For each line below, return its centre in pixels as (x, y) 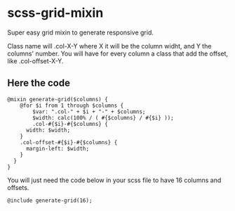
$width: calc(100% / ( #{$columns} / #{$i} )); (103, 117)
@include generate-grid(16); (50, 200)
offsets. (18, 187)
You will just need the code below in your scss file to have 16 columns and (114, 180)
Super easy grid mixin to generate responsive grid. (81, 32)
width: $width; (48, 130)
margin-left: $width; (58, 148)
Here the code (39, 83)
